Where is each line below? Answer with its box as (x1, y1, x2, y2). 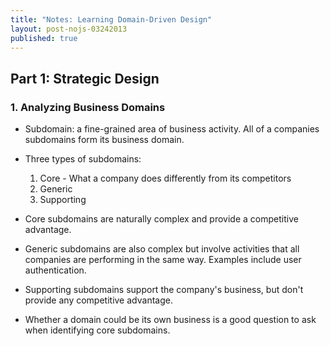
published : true (10, 33, 78, 43)
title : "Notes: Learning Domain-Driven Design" (10, 14, 213, 25)
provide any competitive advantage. (24, 294, 173, 306)
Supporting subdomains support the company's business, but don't (24, 284, 304, 296)
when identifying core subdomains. (24, 324, 171, 336)
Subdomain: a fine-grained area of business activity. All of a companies (24, 123, 320, 135)
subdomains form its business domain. (24, 134, 185, 146)
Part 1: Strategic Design (10, 70, 160, 87)
